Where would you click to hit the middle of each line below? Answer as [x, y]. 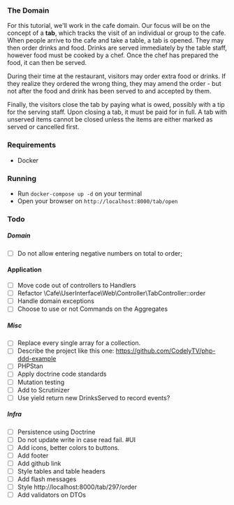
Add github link [39, 463]
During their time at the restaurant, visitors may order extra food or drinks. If [116, 76]
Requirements [32, 145]
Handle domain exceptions [56, 301]
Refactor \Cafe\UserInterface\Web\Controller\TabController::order [111, 293]
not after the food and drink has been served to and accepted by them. [109, 91]
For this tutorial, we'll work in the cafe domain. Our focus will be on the [109, 26]
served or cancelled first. [43, 127]
